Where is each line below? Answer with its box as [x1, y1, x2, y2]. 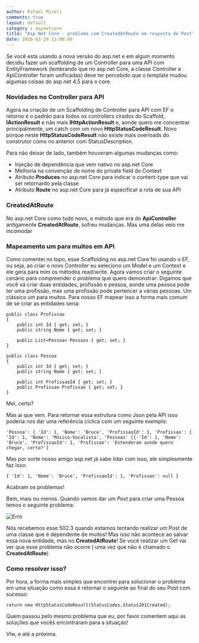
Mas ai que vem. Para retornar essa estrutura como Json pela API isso [6, 411, 178, 418]
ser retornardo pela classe [14, 180, 79, 187]
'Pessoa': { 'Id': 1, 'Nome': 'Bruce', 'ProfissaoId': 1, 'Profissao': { [6, 429, 192, 435]
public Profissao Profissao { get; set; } [17, 384, 123, 390]
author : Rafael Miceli [6, 8, 62, 15]
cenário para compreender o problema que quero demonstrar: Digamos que [6, 274, 192, 281]
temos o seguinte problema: [6, 501, 75, 509]
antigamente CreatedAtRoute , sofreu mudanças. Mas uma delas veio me [6, 221, 185, 228]
